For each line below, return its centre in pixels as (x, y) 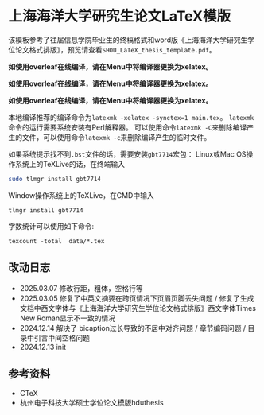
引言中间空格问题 (62, 338)
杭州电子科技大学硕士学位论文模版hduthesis (92, 403)
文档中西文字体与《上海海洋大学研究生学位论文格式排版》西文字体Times (138, 308)
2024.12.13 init (43, 347)
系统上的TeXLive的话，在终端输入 (70, 164)
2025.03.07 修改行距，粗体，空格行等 (81, 288)
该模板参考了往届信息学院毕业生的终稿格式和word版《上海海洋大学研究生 (128, 40)
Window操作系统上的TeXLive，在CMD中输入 (81, 195)
